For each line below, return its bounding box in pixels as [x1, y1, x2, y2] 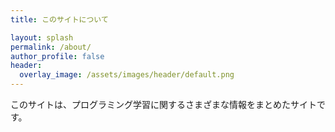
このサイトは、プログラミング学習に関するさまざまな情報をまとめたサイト [10, 99, 317, 110]
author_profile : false [10, 51, 105, 61]
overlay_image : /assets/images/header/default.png [19, 70, 235, 80]
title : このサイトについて [10, 14, 109, 25]
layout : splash [10, 32, 74, 43]
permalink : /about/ [10, 42, 92, 52]
